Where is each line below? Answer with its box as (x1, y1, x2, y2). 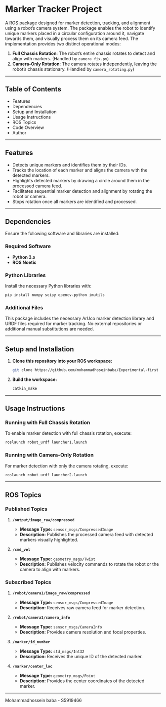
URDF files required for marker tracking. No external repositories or (5, 321, 142, 327)
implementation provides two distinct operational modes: (5, 41, 121, 46)
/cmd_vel (12, 547, 31, 552)
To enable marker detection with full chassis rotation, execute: (5, 430, 132, 436)
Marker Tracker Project (5, 3, 102, 15)
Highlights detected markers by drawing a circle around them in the (12, 177, 150, 183)
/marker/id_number (12, 640, 50, 645)
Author (12, 129, 27, 135)
